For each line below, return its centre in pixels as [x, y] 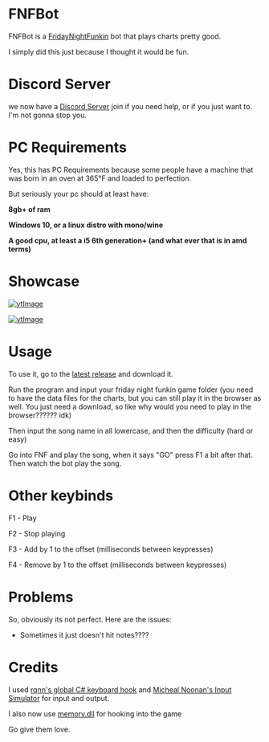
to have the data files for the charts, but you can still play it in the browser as [135, 397]
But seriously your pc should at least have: [79, 194]
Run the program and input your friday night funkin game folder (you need [131, 389]
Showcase [44, 281]
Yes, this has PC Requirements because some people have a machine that [131, 169]
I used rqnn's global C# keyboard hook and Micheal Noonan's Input [120, 689]
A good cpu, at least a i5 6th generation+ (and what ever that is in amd [128, 240]
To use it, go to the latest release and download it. [91, 373]
